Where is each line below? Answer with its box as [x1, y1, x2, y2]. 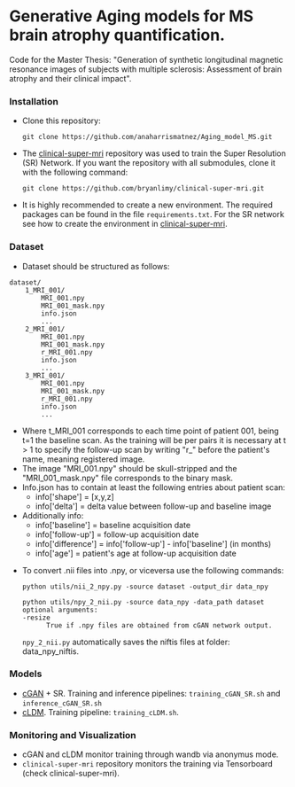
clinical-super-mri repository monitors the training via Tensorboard [21, 759, 273, 769]
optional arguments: [21, 605, 98, 614]
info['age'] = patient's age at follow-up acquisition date [35, 548, 237, 558]
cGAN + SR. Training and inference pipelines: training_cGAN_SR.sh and [21, 688, 281, 698]
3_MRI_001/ [25, 370, 66, 380]
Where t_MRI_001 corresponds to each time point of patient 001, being [21, 425, 279, 436]
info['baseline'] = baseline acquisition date [35, 519, 191, 530]
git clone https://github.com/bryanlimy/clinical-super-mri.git [21, 184, 265, 193]
